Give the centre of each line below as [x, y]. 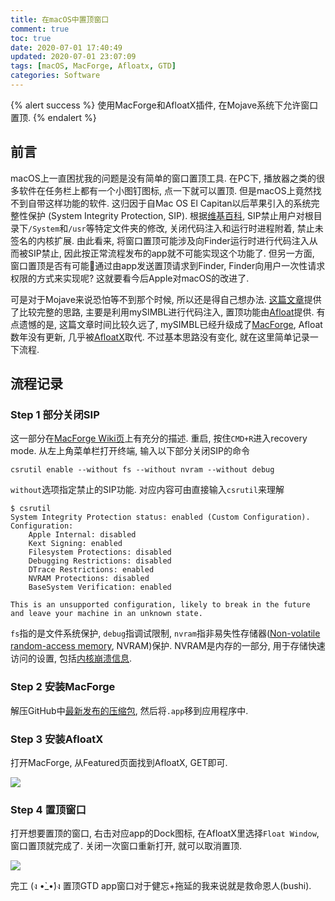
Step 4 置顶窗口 [48, 809]
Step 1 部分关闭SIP [55, 414]
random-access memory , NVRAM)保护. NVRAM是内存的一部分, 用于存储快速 [168, 646]
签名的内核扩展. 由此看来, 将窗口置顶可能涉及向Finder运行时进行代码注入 [160, 240]
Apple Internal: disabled [82, 535]
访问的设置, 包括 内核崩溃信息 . [71, 658]
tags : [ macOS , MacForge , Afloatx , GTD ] [93, 66]
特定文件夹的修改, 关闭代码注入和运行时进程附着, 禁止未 [209, 228]
